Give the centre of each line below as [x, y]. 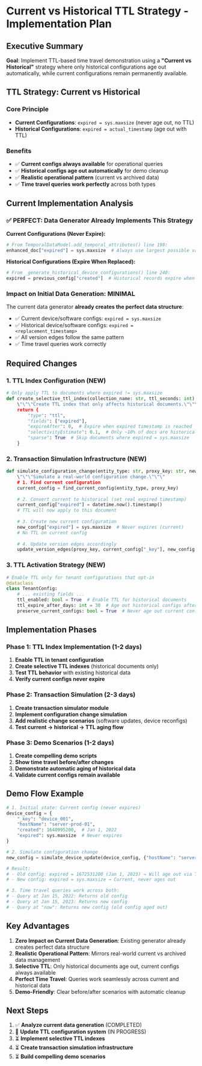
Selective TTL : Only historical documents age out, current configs [97, 966]
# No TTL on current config [52, 533]
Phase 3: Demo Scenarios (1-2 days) [60, 742]
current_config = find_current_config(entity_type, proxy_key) [98, 488]
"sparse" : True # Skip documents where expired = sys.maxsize [109, 438]
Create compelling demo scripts [56, 756]
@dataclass [20, 583]
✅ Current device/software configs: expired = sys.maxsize [88, 319]
